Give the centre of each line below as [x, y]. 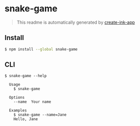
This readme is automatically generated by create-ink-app [76, 22]
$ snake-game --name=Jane [40, 115]
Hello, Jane [26, 119]
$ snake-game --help [26, 76]
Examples [18, 111]
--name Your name [32, 102]
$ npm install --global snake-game [41, 49]
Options [17, 98]
